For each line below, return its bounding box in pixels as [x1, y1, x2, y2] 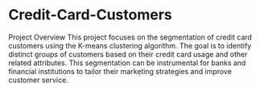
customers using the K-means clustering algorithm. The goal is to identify [8, 40, 252, 50]
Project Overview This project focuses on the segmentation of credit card [8, 32, 252, 42]
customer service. [8, 75, 68, 85]
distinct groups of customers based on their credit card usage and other [8, 49, 248, 59]
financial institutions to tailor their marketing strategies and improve [8, 66, 232, 76]
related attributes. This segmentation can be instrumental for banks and [8, 58, 246, 68]
